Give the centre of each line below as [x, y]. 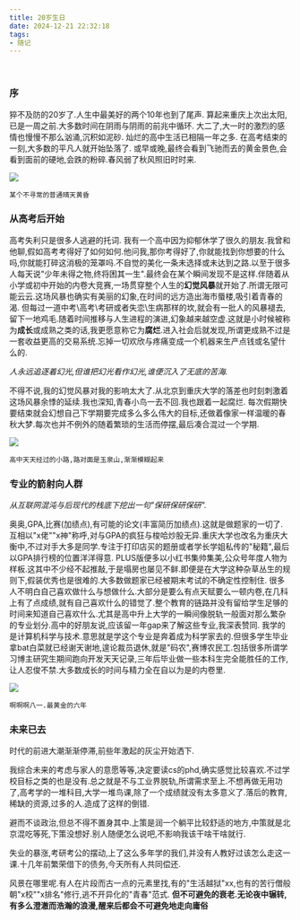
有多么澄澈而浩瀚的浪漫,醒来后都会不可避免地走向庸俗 [109, 906]
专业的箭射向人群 [46, 484]
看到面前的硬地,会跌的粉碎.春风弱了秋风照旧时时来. [103, 159]
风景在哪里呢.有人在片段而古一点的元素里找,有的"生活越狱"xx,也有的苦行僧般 [150, 883]
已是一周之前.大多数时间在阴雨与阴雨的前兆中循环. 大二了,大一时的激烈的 [143, 126]
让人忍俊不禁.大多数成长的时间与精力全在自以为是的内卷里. [118, 670]
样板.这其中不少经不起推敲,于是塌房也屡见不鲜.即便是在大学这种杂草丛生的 [146, 569]
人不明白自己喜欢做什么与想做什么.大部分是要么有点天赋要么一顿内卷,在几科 [149, 591]
